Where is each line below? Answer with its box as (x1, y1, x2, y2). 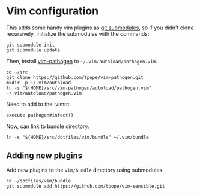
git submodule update (6, 47, 61, 53)
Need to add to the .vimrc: (6, 100, 71, 108)
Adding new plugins (6, 151, 83, 161)
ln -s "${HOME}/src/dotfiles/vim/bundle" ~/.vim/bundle (6, 134, 149, 140)
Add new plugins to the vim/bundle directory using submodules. (6, 166, 164, 173)
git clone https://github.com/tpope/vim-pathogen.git (6, 74, 144, 80)
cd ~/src (6, 69, 28, 75)
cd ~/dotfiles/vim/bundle (6, 178, 71, 184)
